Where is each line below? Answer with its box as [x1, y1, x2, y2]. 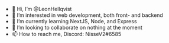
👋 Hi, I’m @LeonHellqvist [11, 6, 72, 12]
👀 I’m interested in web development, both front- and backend [11, 12, 164, 19]
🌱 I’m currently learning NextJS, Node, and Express [11, 18, 137, 24]
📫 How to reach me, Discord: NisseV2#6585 [11, 31, 122, 37]
